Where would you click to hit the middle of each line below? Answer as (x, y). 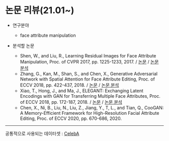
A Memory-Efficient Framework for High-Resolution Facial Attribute (90, 113)
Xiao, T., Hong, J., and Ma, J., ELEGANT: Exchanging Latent (81, 91)
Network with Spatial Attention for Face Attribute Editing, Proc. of (87, 79)
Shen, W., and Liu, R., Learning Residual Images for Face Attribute (88, 55)
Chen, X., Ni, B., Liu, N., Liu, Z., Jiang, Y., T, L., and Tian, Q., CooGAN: (92, 108)
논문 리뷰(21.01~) (40, 10)
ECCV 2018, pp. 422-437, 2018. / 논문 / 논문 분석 (69, 85)
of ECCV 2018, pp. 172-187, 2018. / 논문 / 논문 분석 (71, 102)
